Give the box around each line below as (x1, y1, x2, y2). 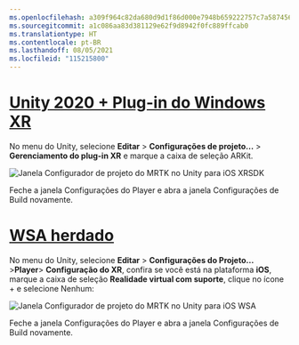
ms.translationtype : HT (9, 29, 98, 38)
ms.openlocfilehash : (9, 12, 86, 22)
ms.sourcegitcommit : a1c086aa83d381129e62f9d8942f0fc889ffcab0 (9, 21, 249, 30)
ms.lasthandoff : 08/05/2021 (9, 46, 114, 55)
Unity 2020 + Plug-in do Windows (9, 92, 266, 113)
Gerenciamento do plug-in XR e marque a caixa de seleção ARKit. (9, 150, 254, 161)
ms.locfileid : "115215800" (9, 54, 109, 63)
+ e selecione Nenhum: (9, 283, 95, 293)
